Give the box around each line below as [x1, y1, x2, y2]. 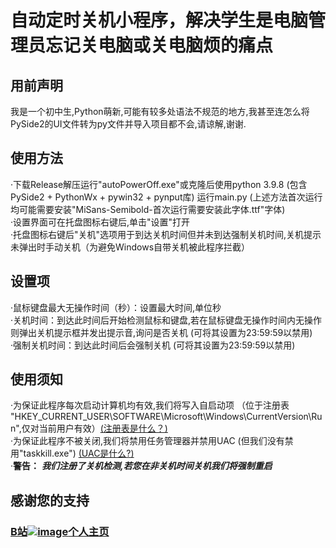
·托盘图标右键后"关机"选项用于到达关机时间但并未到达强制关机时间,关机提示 [10, 228, 322, 240]
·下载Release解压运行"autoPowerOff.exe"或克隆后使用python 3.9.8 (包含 [10, 178, 308, 190]
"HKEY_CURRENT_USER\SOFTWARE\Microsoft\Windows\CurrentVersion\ [10, 411, 312, 423]
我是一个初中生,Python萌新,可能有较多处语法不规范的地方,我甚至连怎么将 [10, 106, 310, 117]
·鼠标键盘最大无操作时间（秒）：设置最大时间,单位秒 [10, 301, 222, 313]
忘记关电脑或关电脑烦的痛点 [45, 34, 274, 57]
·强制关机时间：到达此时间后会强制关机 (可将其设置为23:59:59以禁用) [10, 339, 296, 351]
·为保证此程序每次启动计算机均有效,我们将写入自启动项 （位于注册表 [10, 399, 290, 411]
